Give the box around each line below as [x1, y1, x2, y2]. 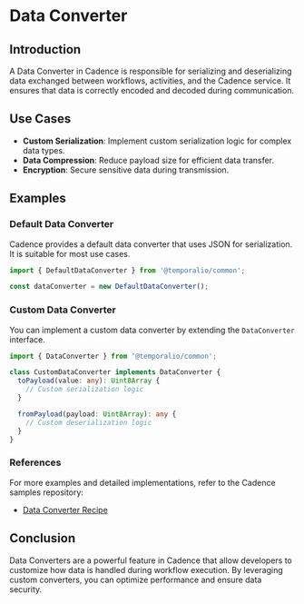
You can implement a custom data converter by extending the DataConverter [9, 324, 295, 335]
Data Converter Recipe [22, 504, 109, 515]
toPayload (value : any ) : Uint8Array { [17, 376, 161, 386]
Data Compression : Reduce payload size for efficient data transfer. [22, 154, 275, 165]
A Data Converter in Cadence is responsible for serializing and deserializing [9, 65, 292, 76]
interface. [9, 333, 45, 345]
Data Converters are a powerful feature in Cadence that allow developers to [9, 555, 293, 566]
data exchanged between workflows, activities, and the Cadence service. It [9, 75, 291, 86]
